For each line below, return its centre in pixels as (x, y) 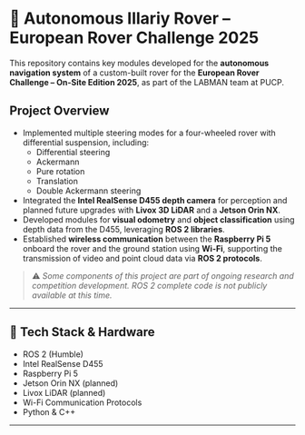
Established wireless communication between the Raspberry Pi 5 (147, 239)
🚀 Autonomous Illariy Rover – (120, 19)
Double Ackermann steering (89, 191)
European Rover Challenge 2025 (134, 38)
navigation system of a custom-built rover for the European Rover (134, 73)
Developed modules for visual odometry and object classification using (158, 219)
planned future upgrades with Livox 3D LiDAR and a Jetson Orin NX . (152, 210)
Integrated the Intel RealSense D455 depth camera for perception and (155, 200)
